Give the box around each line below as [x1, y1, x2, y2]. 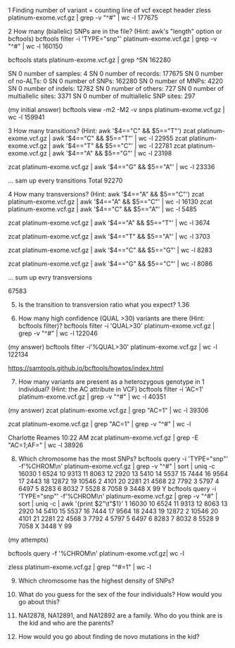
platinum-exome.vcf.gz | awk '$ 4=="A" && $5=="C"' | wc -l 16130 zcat [8, 197, 213, 206]
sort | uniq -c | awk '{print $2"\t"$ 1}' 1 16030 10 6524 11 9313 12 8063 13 [18, 499, 228, 508]
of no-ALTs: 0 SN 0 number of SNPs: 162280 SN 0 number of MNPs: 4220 [8, 77, 224, 85]
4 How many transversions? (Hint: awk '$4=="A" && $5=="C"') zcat [8, 190, 205, 198]
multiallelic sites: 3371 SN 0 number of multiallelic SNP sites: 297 [8, 92, 196, 100]
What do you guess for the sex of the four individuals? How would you [18, 590, 222, 598]
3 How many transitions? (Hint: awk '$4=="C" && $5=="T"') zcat [8, 127, 196, 135]
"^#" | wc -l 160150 [8, 42, 63, 50]
